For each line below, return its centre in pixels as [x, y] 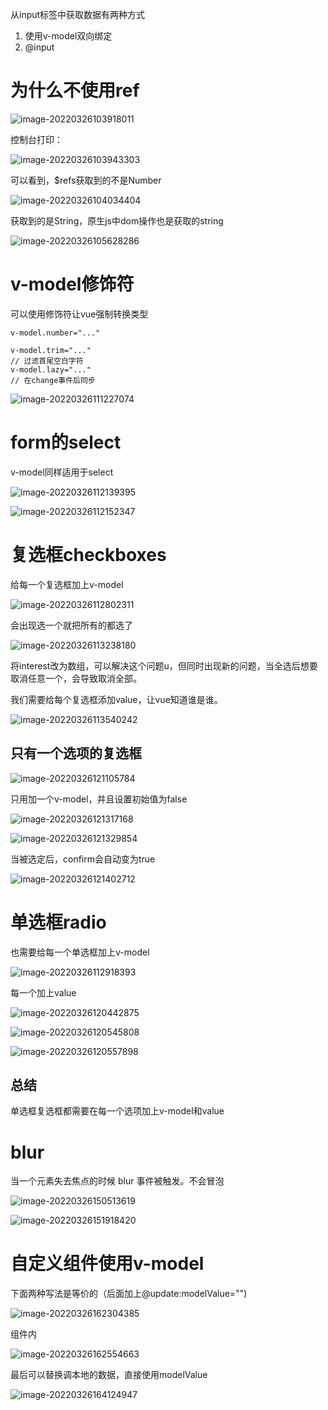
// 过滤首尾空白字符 [47, 361]
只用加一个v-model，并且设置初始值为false [99, 799]
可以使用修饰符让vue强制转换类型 [79, 314]
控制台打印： [36, 139]
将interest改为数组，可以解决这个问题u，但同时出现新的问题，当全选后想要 [164, 665]
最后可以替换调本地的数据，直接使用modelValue [109, 1375]
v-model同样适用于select [62, 472]
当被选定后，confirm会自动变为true [83, 859]
